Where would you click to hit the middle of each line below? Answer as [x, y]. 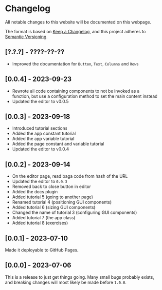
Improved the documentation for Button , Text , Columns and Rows [75, 63]
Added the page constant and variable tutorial [58, 144]
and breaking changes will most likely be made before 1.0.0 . [66, 282]
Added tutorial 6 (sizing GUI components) [54, 207]
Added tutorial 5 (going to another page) [53, 197]
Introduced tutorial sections [40, 128]
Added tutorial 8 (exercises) [40, 223]
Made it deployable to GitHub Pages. [42, 250]
